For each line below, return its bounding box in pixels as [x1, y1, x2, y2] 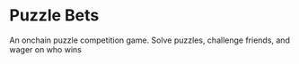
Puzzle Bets [9, 5, 100, 26]
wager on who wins [9, 44, 83, 54]
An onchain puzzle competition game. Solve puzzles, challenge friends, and [9, 35, 290, 45]
